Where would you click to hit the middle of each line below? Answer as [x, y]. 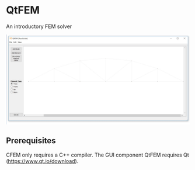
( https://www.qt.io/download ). [42, 161]
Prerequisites [31, 141]
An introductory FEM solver [39, 26]
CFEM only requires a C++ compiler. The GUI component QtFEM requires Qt [98, 155]
